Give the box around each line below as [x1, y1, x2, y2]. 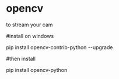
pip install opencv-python [6, 66, 68, 73]
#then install [6, 55, 36, 62]
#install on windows [6, 32, 54, 39]
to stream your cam [6, 21, 53, 28]
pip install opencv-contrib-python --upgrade [6, 43, 113, 51]
